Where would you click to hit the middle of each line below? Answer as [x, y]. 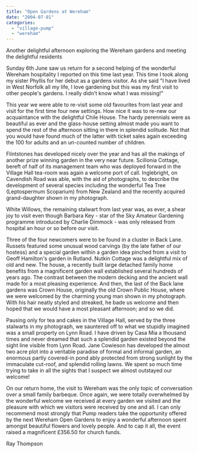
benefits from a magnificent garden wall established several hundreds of [95, 271]
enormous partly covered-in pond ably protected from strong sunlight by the [99, 358]
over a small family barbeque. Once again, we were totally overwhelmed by [98, 394]
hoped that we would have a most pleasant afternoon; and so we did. [90, 309]
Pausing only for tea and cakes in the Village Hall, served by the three [91, 321]
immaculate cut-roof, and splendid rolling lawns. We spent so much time [94, 364]
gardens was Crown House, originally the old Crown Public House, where [95, 290]
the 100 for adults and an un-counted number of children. [76, 143]
